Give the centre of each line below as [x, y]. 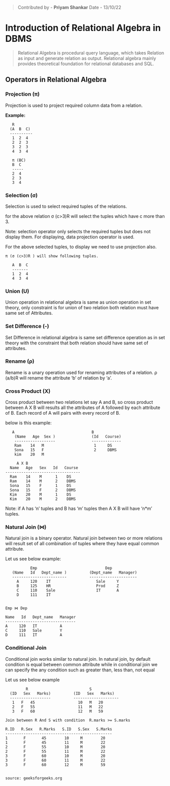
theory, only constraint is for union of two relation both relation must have [82, 308]
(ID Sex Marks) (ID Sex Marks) [62, 693]
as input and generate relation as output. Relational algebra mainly [87, 58]
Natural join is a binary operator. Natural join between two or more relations [84, 538]
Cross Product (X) [28, 391]
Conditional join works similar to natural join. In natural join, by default [78, 659]
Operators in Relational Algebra [56, 80]
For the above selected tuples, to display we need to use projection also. [81, 247]
